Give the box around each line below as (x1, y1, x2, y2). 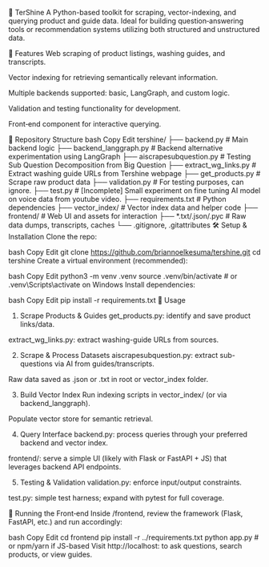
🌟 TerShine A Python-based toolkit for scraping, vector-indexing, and (8, 8, 237, 17)
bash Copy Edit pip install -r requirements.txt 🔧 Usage (8, 296, 186, 304)
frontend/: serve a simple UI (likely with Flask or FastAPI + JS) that (8, 453, 227, 463)
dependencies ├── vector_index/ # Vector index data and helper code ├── (8, 203, 259, 212)
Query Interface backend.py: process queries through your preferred (19, 429, 248, 439)
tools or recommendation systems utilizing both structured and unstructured (8, 25, 260, 34)
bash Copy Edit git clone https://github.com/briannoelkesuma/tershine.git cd (8, 247, 261, 256)
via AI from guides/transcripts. (54, 359, 155, 368)
